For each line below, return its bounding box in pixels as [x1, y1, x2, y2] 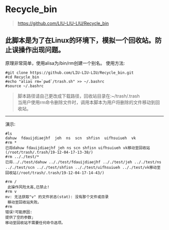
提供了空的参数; [5, 215, 34, 220]
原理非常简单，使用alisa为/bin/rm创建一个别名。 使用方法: [5, 60, 125, 66]
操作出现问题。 [18, 45, 65, 54]
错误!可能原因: [5, 209, 33, 214]
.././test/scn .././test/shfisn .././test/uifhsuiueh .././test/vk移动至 [5, 165, 161, 170]
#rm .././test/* [5, 154, 39, 159]
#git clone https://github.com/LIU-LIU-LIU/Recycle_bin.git [5, 70, 134, 75]
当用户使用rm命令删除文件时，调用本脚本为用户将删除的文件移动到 [17, 99, 156, 105]
